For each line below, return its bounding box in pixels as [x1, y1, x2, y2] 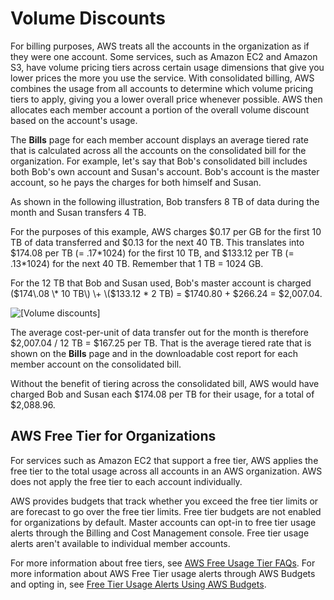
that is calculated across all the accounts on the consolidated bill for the [10, 144, 307, 156]
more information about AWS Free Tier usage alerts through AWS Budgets [10, 567, 316, 579]
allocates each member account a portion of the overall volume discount [10, 103, 310, 116]
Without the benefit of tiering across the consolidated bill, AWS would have [10, 377, 320, 389]
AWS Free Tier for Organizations [10, 428, 217, 445]
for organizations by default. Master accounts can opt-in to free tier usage [10, 516, 317, 528]
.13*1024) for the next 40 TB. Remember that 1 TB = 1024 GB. [10, 257, 264, 269]
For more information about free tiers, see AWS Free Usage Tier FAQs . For [10, 557, 316, 569]
